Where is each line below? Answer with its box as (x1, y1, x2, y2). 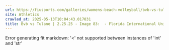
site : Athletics (5, 12, 39, 17)
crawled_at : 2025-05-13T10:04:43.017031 (5, 16, 92, 21)
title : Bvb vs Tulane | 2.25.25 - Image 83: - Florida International (5, 21, 156, 26)
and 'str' (5, 40, 23, 46)
